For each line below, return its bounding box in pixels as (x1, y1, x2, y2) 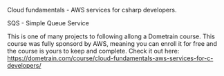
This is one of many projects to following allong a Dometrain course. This (7, 32, 216, 40)
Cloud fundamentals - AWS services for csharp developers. (7, 6, 177, 14)
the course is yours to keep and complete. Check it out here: (7, 47, 180, 55)
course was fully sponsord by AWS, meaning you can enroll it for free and (7, 40, 218, 47)
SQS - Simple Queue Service (7, 19, 90, 27)
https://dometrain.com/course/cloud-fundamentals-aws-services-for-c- (7, 54, 214, 62)
